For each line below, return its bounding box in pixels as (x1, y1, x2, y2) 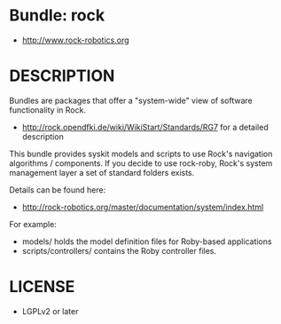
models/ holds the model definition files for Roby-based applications (21, 236, 272, 247)
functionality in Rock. (9, 104, 87, 115)
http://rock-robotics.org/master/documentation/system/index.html (21, 202, 264, 212)
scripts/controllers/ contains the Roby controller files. (21, 245, 217, 256)
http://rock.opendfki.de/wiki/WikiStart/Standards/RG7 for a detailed (21, 122, 269, 132)
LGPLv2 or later (21, 305, 79, 316)
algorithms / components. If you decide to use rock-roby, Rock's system (9, 157, 273, 169)
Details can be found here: (9, 184, 106, 195)
